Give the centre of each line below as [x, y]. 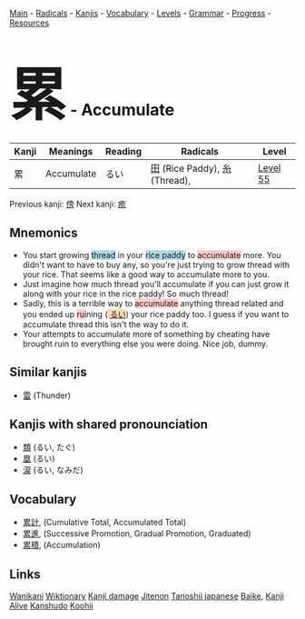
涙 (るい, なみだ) [53, 470]
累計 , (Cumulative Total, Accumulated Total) [104, 523]
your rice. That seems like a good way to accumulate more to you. [146, 274]
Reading [123, 151]
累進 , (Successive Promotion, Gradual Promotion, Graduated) [137, 534]
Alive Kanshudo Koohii [51, 605]
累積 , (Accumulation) [62, 545]
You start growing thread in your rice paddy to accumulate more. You [152, 255]
